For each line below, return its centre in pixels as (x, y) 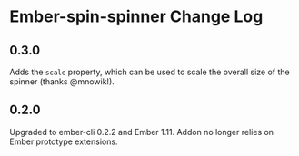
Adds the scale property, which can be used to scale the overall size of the (149, 72)
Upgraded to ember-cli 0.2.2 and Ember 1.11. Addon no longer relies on (142, 132)
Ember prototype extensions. (64, 141)
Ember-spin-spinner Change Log (136, 17)
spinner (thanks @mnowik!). (62, 82)
